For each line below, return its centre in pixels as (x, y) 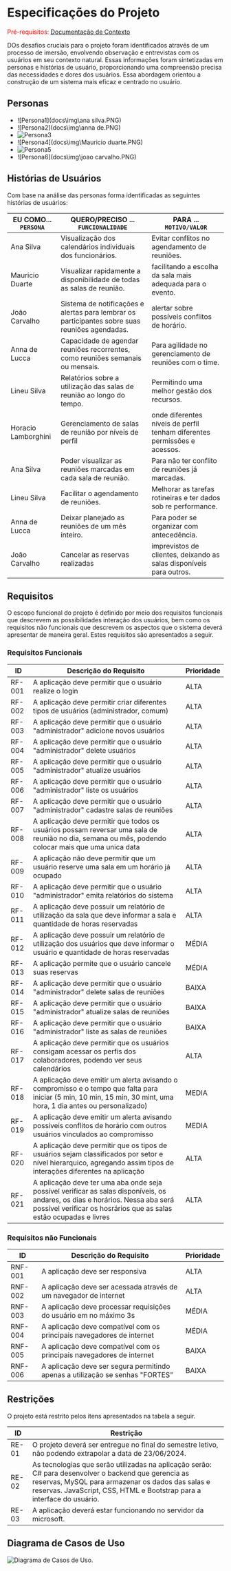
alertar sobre (172, 308)
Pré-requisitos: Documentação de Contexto (69, 32)
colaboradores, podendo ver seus (88, 1060)
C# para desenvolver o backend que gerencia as (111, 1473)
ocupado (47, 876)
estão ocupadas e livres (71, 1217)
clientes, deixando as (185, 555)
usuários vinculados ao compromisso (93, 1134)
